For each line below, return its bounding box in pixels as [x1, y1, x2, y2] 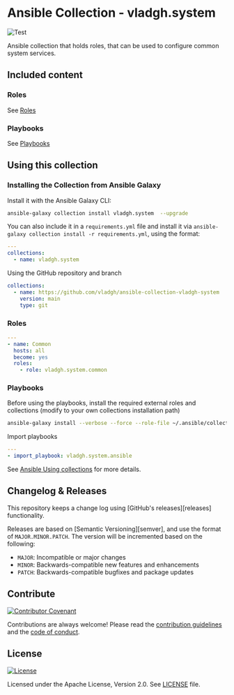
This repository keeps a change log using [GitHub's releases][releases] [7, 504, 212, 512]
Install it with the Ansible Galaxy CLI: [7, 196, 111, 204]
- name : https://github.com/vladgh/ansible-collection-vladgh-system [13, 288, 219, 296]
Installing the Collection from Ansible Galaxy [7, 180, 162, 190]
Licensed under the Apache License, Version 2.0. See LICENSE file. [7, 680, 201, 688]
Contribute [7, 588, 56, 600]
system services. [7, 49, 56, 57]
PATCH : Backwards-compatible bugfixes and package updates [17, 567, 194, 576]
